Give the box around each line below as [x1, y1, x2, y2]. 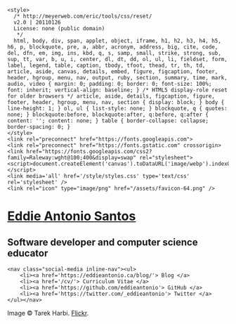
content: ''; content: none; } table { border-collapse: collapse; [7, 117, 209, 124]
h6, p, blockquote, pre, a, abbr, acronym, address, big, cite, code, [7, 44, 218, 51]
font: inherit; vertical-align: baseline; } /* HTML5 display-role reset [7, 86, 228, 93]
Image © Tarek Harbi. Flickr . [7, 309, 89, 317]
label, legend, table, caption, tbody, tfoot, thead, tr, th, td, [7, 62, 206, 69]
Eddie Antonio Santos [7, 208, 136, 224]
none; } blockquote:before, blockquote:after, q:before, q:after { [7, 111, 209, 118]
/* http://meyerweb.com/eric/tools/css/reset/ [13, 13, 152, 20]
